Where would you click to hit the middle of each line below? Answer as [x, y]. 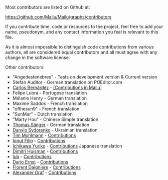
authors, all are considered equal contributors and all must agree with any [81, 52]
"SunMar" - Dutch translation [42, 114]
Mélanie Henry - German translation [49, 98]
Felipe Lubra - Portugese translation [50, 93]
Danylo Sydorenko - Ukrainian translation [55, 130]
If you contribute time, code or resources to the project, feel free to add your [84, 26]
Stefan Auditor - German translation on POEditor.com [67, 82]
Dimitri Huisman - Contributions [45, 151]
